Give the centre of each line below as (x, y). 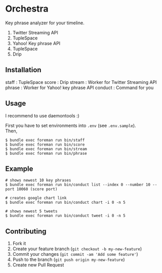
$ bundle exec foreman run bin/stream (46, 149)
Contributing (26, 231)
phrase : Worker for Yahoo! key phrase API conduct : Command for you (79, 87)
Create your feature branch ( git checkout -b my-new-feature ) (77, 249)
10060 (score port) (37, 189)
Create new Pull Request (38, 265)
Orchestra (27, 9)
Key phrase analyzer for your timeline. (45, 23)
